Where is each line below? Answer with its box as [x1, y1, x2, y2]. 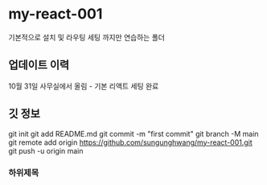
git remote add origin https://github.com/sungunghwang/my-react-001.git [8, 138, 253, 147]
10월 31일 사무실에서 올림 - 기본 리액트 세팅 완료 [8, 81, 159, 91]
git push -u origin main [8, 146, 84, 155]
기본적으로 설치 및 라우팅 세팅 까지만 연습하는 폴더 [8, 32, 165, 42]
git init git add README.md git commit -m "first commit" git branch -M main [8, 129, 259, 138]
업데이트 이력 [8, 58, 70, 72]
